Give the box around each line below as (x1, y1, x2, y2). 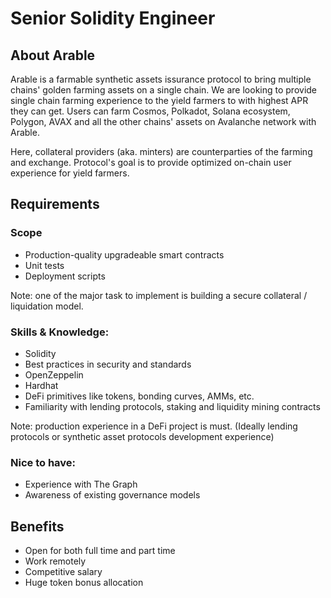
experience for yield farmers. (10, 167, 130, 179)
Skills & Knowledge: (10, 325, 110, 339)
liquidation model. (10, 300, 84, 312)
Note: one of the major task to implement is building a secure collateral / (10, 289, 308, 301)
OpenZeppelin (24, 368, 84, 381)
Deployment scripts (24, 270, 106, 282)
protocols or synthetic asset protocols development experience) (10, 430, 275, 442)
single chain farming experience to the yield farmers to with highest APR (10, 95, 309, 106)
